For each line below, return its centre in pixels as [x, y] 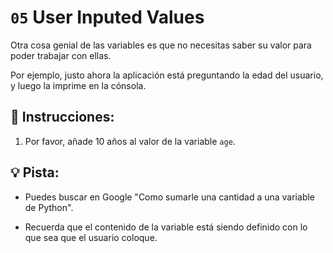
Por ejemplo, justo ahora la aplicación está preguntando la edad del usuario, [167, 75]
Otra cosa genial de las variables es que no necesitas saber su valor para [161, 45]
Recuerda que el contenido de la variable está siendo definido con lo [166, 227]
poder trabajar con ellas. [61, 55]
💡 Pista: [35, 172]
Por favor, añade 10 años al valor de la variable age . [130, 141]
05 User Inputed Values [107, 17]
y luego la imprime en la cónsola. [78, 85]
